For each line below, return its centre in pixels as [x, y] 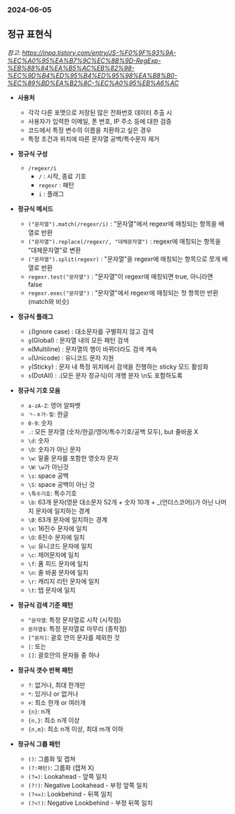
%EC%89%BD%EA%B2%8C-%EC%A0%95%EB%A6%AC [93, 83]
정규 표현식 [30, 34]
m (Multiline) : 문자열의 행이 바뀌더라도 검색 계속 [93, 349]
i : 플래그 [51, 193]
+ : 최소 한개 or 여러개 [57, 702]
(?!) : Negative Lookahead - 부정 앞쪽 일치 [88, 785]
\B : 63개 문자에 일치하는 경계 [67, 519]
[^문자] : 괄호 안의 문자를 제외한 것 [74, 637]
